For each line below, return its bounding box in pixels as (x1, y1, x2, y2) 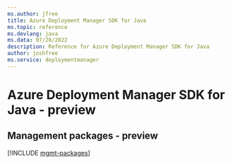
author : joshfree (7, 50, 59, 57)
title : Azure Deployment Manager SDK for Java (7, 17, 147, 24)
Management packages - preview (7, 130, 159, 142)
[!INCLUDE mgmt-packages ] (7, 148, 90, 157)
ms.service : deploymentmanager (7, 57, 99, 64)
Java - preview (7, 102, 97, 117)
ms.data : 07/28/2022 (7, 37, 68, 44)
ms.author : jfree (7, 10, 59, 18)
